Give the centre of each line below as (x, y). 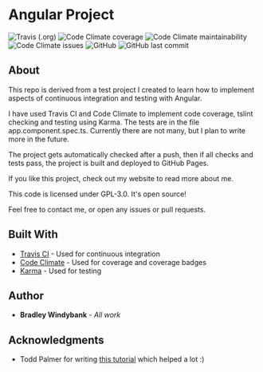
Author (26, 296)
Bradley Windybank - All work (70, 315)
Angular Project (61, 15)
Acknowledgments (57, 340)
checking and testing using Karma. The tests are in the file (104, 122)
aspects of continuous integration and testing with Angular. (105, 98)
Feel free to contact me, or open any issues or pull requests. (107, 209)
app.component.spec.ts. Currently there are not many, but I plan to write (127, 130)
